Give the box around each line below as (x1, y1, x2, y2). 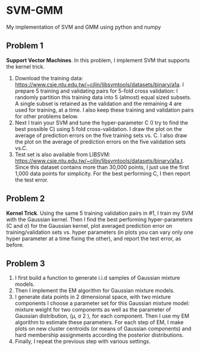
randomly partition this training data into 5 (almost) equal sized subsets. (14, 93, 192, 100)
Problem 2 (6, 194, 45, 204)
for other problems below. (14, 112, 79, 120)
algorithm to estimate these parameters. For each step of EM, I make (14, 319, 184, 326)
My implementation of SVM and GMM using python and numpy (6, 23, 161, 30)
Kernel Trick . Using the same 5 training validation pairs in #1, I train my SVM (6, 209, 193, 216)
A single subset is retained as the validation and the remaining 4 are (14, 100, 182, 107)
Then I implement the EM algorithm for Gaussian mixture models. (14, 287, 175, 294)
